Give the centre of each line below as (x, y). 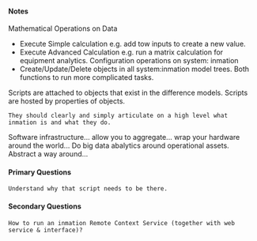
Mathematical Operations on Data (63, 28)
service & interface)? (45, 230)
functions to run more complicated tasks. (87, 77)
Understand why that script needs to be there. (88, 189)
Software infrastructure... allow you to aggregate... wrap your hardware (124, 137)
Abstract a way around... (48, 154)
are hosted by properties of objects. (66, 101)
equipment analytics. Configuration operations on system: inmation (129, 61)
